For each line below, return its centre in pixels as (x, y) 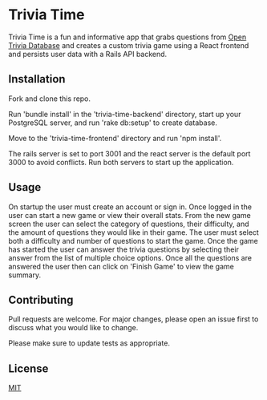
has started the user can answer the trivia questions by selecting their (123, 249)
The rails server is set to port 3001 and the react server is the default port (129, 153)
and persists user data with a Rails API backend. (88, 54)
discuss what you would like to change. (73, 328)
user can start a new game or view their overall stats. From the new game (129, 215)
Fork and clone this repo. (49, 99)
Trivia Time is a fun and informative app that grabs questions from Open (127, 37)
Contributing (41, 299)
